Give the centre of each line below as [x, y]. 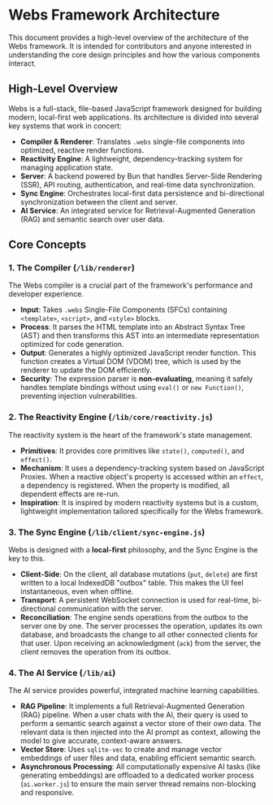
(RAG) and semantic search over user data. [92, 219]
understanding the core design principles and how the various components [134, 54]
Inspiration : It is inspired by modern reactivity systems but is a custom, [139, 502]
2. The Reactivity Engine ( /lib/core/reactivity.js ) [110, 418]
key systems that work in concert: [65, 126]
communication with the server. [110, 609]
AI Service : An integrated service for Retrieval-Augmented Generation [138, 210]
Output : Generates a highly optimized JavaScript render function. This [138, 353]
